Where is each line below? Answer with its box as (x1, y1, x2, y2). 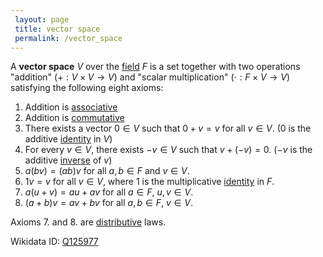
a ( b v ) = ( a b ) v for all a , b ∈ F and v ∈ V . (24, 165, 190, 177)
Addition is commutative (24, 112, 125, 124)
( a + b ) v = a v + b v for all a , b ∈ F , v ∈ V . (24, 197, 194, 209)
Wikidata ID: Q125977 (10, 236, 99, 248)
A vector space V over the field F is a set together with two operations (10, 61, 301, 73)
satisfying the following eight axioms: (10, 82, 164, 94)
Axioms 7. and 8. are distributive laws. (10, 216, 167, 228)
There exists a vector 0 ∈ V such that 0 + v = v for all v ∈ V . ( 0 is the (24, 122, 312, 135)
